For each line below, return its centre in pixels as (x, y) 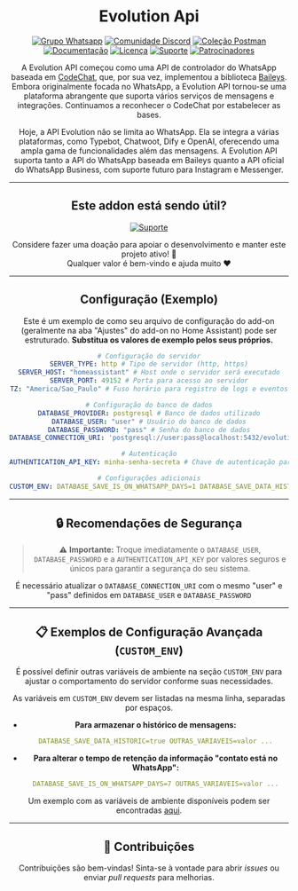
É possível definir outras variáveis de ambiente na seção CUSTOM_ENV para (149, 672)
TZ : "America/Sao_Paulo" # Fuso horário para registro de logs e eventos (149, 389)
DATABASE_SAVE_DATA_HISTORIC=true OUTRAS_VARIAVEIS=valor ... (156, 741)
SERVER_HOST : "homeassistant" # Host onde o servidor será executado (149, 373)
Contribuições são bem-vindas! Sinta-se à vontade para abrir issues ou (149, 868)
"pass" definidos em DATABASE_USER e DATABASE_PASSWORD (149, 595)
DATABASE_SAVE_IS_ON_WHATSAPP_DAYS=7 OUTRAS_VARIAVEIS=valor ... (156, 784)
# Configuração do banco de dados (149, 405)
